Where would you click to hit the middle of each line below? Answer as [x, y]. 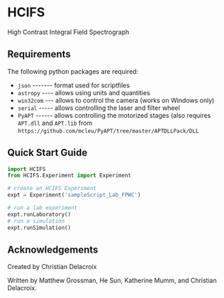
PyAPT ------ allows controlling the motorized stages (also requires [114, 115]
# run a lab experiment [43, 208]
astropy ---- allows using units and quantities [84, 92]
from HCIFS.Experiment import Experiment [69, 176]
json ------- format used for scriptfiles [73, 85]
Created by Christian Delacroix [52, 267]
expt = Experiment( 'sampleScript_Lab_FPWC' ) [74, 195]
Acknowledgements [53, 249]
